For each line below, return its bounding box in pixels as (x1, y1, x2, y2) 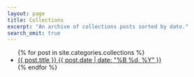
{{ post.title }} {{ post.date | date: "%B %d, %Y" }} (17, 56, 162, 65)
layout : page (7, 10, 45, 17)
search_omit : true (7, 29, 61, 37)
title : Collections (7, 17, 64, 24)
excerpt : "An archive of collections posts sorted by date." (7, 23, 189, 30)
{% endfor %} (17, 63, 58, 71)
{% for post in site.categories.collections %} (17, 49, 145, 57)
